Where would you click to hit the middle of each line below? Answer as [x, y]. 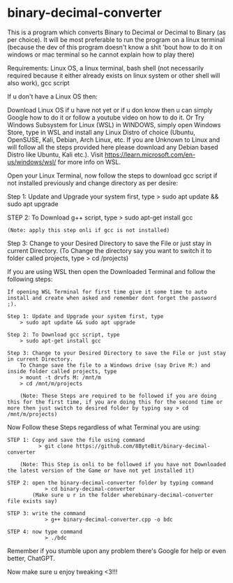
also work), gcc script [38, 82]
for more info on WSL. [89, 161]
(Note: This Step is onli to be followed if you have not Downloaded [123, 464]
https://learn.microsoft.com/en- [150, 154]
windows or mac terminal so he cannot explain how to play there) [101, 55]
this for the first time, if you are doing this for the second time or [115, 402]
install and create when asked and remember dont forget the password [112, 298]
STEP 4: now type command [45, 532]
